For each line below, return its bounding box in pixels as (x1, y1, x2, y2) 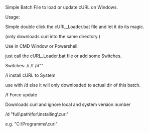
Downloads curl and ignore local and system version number (5, 101, 131, 107)
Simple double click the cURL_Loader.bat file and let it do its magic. (5, 24, 144, 30)
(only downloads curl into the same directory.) (5, 34, 100, 39)
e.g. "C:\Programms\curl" (5, 121, 58, 127)
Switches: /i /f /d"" (5, 63, 44, 68)
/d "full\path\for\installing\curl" (5, 111, 69, 117)
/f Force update (5, 92, 38, 97)
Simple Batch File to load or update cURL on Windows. (5, 5, 118, 10)
